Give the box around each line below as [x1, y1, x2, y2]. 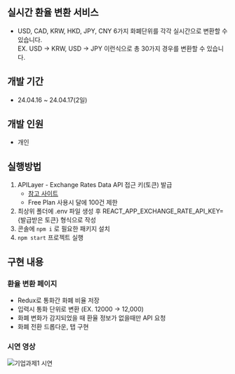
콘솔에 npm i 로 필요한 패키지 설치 [17, 224, 110, 233]
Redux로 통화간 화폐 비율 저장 [17, 296, 100, 304]
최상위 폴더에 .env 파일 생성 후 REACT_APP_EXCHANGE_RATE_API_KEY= [17, 207, 224, 216]
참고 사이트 [27, 189, 58, 198]
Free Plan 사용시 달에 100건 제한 [27, 198, 118, 207]
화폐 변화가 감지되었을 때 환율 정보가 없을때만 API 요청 [17, 314, 166, 322]
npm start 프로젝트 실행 [17, 233, 84, 242]
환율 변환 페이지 [7, 278, 58, 288]
